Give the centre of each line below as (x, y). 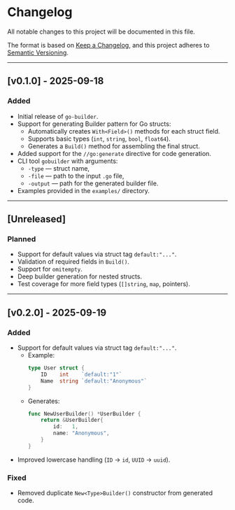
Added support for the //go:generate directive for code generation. (114, 153)
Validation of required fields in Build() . (73, 262)
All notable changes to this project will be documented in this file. (101, 31)
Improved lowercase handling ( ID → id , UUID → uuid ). (94, 460)
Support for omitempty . (50, 269)
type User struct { (56, 368)
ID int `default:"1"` (81, 374)
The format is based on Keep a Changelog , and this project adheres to (108, 45)
